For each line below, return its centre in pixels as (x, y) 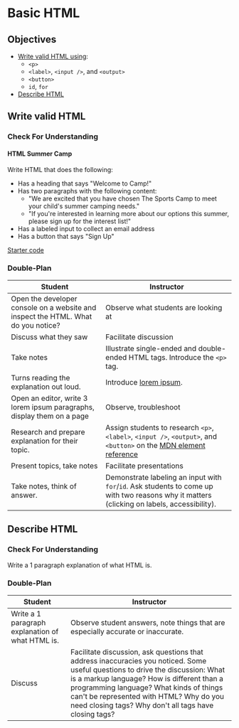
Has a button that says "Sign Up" (66, 236)
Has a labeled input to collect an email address (86, 228)
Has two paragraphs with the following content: (87, 191)
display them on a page (50, 416)
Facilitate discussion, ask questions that (137, 652)
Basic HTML (44, 13)
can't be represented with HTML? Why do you (147, 696)
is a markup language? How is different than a (147, 678)
